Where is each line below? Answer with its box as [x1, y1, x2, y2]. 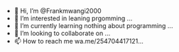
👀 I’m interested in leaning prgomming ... [13, 14, 133, 22]
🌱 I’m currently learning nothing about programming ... [13, 22, 173, 30]
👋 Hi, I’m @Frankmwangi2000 [13, 7, 102, 15]
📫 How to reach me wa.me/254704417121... [13, 37, 144, 45]
